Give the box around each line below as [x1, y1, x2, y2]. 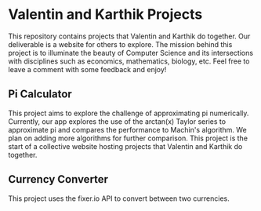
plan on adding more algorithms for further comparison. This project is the [8, 133, 248, 143]
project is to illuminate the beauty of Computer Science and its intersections [8, 48, 253, 57]
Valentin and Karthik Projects [8, 5, 203, 24]
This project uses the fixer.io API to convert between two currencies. [8, 194, 230, 203]
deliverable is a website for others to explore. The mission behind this [8, 39, 233, 49]
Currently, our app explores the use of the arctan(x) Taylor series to [8, 116, 226, 126]
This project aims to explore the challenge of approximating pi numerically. [8, 108, 249, 118]
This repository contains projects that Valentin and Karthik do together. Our [8, 31, 251, 41]
